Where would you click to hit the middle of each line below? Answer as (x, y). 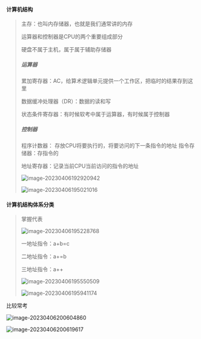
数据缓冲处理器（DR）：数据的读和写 (66, 101)
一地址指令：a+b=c (45, 244)
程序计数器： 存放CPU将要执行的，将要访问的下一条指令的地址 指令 (105, 146)
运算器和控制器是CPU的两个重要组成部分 (72, 37)
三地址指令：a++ (42, 269)
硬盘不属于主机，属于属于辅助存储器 (66, 50)
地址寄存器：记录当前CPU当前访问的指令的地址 (80, 166)
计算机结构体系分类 (30, 204)
